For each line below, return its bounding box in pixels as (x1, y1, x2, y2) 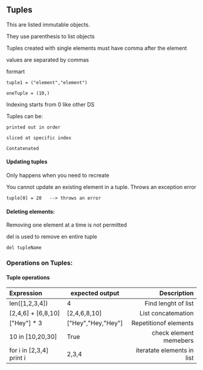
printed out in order (6, 124, 61, 130)
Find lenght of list (144, 299, 194, 308)
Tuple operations (6, 274, 50, 281)
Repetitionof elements (131, 319, 194, 328)
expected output (70, 289, 120, 297)
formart (6, 68, 25, 75)
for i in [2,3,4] (9, 346, 49, 355)
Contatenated (6, 145, 39, 151)
